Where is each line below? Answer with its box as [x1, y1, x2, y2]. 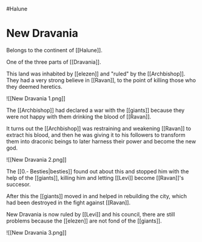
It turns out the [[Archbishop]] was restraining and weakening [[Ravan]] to [6, 125, 191, 132]
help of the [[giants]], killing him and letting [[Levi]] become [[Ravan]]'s [6, 174, 184, 181]
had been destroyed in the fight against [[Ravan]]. [6, 199, 131, 206]
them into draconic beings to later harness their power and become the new [6, 137, 196, 145]
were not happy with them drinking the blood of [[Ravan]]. [6, 112, 152, 120]
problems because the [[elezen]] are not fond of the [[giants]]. [6, 217, 162, 224]
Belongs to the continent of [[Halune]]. [6, 46, 103, 54]
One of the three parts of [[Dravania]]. [6, 58, 101, 66]
